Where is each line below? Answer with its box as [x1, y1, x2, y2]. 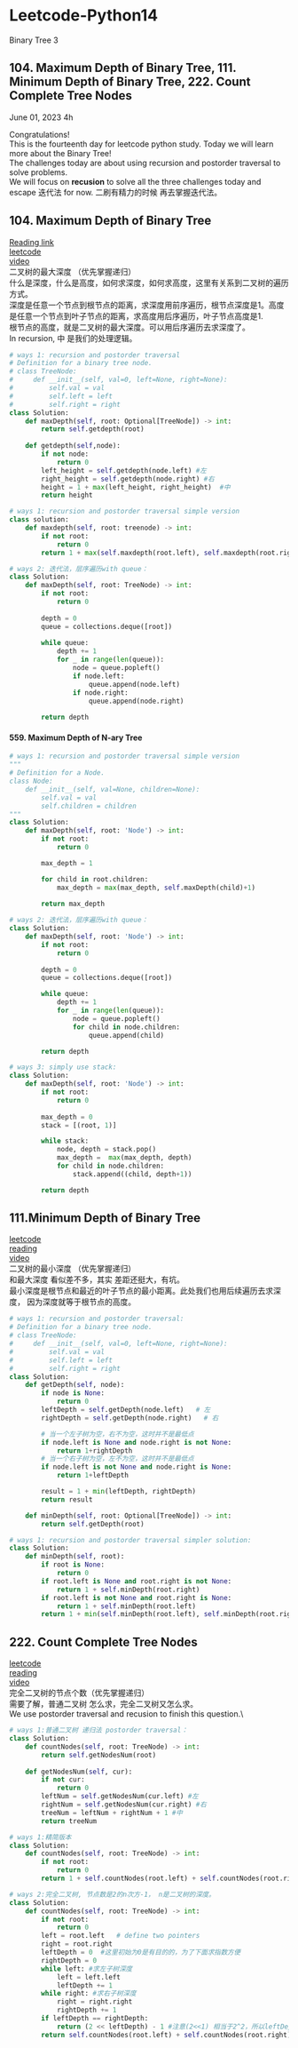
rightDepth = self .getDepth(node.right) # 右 [41, 1414, 219, 1422]
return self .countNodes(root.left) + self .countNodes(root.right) [41, 2030, 292, 2039]
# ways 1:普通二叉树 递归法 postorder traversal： [9, 1725, 188, 1735]
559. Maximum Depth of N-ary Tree [9, 732, 143, 743]
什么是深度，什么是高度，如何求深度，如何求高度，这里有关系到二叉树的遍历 [9, 277, 289, 288]
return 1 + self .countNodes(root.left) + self [41, 1874, 216, 1884]
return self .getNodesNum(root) [41, 1750, 157, 1759]
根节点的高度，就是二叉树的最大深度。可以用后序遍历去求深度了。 [9, 322, 250, 332]
